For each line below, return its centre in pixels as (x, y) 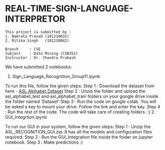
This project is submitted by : (38, 32)
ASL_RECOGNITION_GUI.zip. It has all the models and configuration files (79, 132)
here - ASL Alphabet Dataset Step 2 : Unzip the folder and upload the (75, 91)
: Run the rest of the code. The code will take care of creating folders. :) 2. (80, 112)
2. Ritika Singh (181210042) (37, 40)
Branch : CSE (23, 49)
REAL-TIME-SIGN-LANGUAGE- (69, 9)
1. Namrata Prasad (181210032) (37, 36)
